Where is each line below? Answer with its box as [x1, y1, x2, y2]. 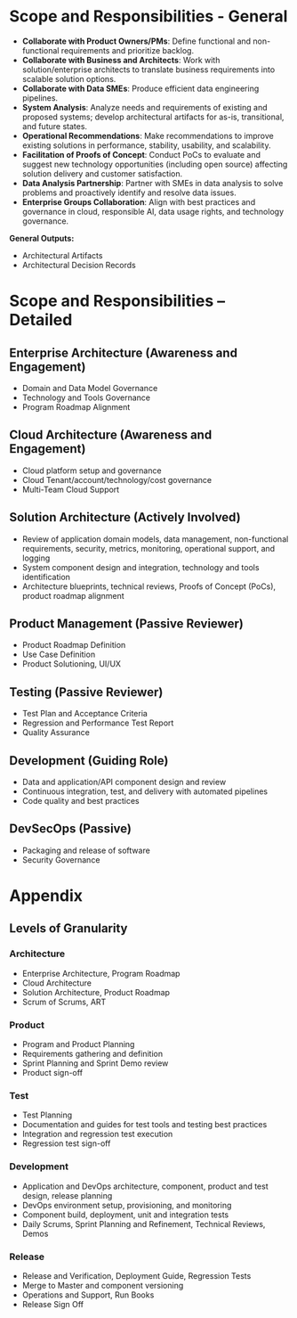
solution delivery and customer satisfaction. [21, 168, 183, 179]
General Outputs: [9, 233, 75, 243]
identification [21, 571, 71, 582]
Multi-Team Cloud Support [21, 484, 120, 495]
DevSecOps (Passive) [9, 822, 132, 837]
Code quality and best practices [21, 796, 140, 806]
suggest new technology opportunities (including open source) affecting [21, 159, 288, 169]
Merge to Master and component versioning [21, 1280, 184, 1290]
